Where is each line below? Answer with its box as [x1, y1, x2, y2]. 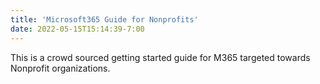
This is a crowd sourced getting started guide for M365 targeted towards [10, 51, 311, 63]
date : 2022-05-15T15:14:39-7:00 [10, 24, 145, 34]
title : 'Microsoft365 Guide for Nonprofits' [10, 14, 199, 25]
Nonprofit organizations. [10, 62, 111, 74]
